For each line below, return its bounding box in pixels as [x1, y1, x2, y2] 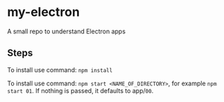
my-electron [7, 4, 80, 20]
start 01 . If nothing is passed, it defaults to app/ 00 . [7, 86, 154, 94]
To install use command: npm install [7, 65, 113, 74]
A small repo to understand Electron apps [7, 27, 126, 35]
